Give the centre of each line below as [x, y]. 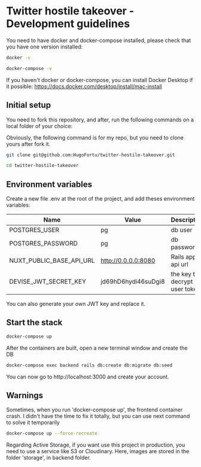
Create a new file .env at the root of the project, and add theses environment [100, 199]
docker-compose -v [29, 68]
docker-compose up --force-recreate [52, 433]
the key [181, 274]
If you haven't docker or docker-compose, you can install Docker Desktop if [100, 80]
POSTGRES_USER [34, 230]
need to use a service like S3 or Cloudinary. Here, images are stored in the [98, 451]
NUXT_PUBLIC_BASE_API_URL [52, 260]
